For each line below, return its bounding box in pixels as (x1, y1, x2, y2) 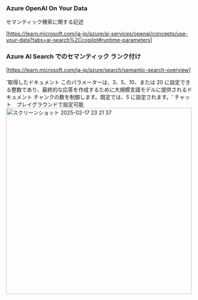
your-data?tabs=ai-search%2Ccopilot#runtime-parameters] (6, 37, 152, 44)
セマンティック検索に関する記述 (6, 18, 84, 25)
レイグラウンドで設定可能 (21, 101, 84, 108)
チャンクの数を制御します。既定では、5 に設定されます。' (33, 93, 173, 100)
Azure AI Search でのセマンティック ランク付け (6, 52, 141, 60)
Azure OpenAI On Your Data (6, 4, 87, 12)
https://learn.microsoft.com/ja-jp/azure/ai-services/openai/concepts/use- (8, 30, 188, 37)
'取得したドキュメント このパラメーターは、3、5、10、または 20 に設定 (6, 78, 180, 85)
